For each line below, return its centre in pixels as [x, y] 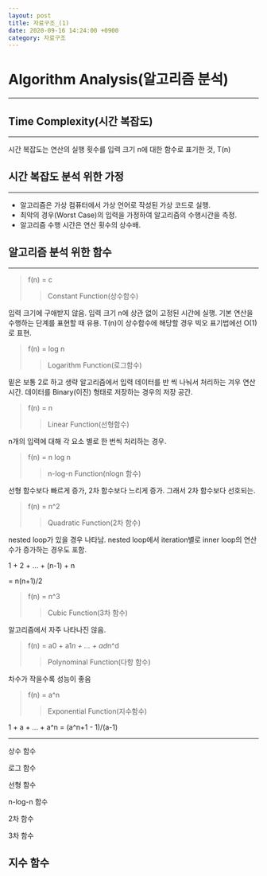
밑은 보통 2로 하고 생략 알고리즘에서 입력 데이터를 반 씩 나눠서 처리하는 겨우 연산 [132, 382]
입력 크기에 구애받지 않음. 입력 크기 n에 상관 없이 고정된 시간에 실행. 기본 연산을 [131, 313]
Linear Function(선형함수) [88, 424]
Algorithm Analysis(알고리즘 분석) [118, 80]
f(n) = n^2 [44, 506]
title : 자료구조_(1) [39, 23]
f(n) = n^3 [44, 596]
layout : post [30, 16]
